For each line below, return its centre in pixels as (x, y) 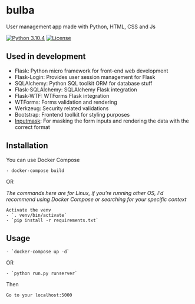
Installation (27, 146)
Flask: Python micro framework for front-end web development (91, 71)
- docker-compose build (35, 171)
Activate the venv (29, 210)
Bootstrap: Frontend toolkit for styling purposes (72, 114)
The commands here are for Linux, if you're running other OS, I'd (85, 193)
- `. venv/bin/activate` (37, 215)
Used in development (46, 57)
